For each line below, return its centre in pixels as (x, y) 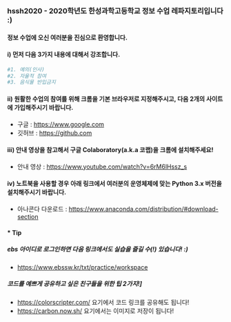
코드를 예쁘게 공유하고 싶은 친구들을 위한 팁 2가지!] (75, 284)
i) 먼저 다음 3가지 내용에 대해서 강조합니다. (64, 55)
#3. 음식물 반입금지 (32, 82)
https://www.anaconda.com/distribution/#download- (143, 209)
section (28, 216)
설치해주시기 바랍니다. (37, 192)
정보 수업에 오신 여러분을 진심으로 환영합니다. (67, 37)
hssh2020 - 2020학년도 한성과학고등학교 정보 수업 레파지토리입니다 (115, 10)
